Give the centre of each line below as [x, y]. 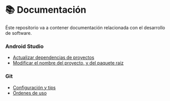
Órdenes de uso [30, 93]
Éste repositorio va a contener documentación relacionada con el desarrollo [85, 27]
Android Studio [25, 46]
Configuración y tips [34, 87]
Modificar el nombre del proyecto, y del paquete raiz [68, 63]
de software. [19, 33]
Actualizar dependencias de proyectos [54, 57]
